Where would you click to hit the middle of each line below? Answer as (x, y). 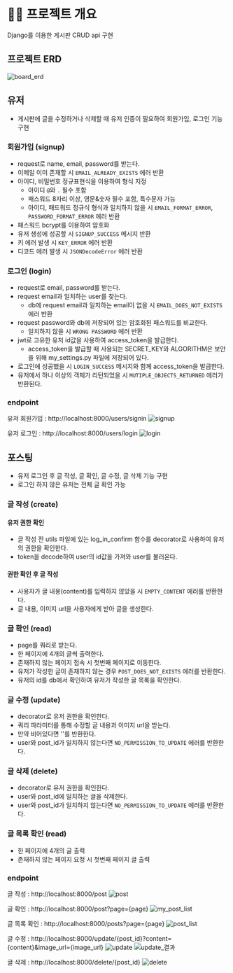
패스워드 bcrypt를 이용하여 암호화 (63, 225)
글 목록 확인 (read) (37, 834)
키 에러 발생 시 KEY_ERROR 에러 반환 (65, 242)
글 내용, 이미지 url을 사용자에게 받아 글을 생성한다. (85, 608)
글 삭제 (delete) (33, 771)
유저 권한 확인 (26, 522)
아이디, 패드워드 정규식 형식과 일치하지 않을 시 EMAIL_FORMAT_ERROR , (120, 207)
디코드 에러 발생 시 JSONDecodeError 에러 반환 (80, 251)
